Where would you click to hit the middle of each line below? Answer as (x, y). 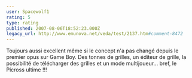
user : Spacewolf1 (28, 12)
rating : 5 (19, 17)
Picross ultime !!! (27, 70)
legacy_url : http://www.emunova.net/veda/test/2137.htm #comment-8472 (95, 34)
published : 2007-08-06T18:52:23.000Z (53, 28)
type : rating (22, 23)
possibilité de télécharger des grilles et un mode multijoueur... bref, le (92, 64)
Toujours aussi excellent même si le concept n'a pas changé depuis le (92, 51)
